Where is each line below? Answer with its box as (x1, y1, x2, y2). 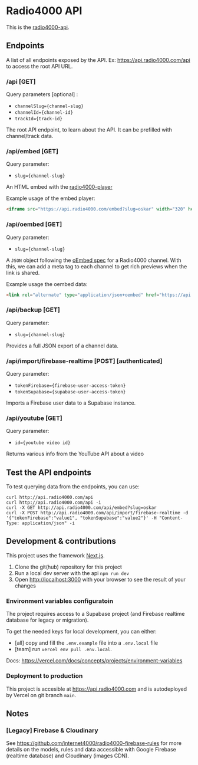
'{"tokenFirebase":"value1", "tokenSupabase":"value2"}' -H (6, 515, 157, 521)
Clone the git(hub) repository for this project (14, 563, 122, 570)
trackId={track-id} (14, 116, 63, 122)
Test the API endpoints (6, 467, 91, 477)
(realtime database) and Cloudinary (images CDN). (6, 752, 130, 759)
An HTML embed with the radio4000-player (6, 183, 113, 191)
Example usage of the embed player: (6, 195, 95, 202)
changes (14, 582, 37, 589)
